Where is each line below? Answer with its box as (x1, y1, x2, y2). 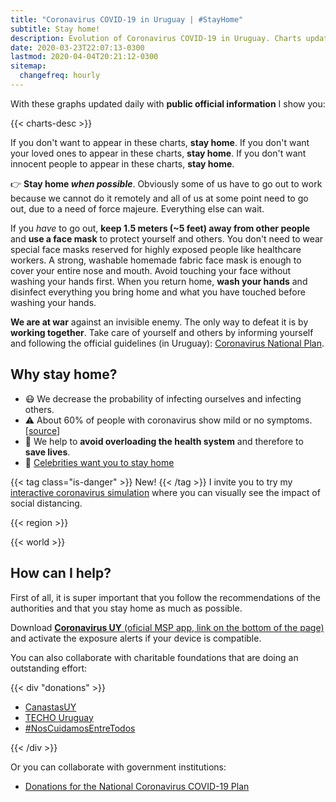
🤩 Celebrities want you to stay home (24, 456, 175, 468)
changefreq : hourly (19, 71, 101, 81)
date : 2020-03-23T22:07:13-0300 (10, 42, 145, 53)
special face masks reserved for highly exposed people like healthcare (10, 243, 302, 255)
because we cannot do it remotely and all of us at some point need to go (10, 192, 309, 204)
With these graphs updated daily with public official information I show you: (10, 97, 326, 110)
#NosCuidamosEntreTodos (24, 722, 136, 734)
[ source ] (24, 424, 61, 436)
